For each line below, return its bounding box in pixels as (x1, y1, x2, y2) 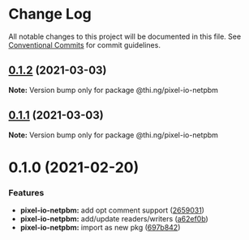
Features (8, 187, 45, 198)
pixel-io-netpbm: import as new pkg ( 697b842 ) (19, 223, 181, 233)
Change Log (8, 5, 92, 23)
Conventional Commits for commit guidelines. (8, 40, 161, 49)
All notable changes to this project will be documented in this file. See (8, 32, 242, 41)
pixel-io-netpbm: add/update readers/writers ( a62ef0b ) (19, 214, 208, 224)
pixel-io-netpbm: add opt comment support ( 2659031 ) (19, 205, 205, 215)
